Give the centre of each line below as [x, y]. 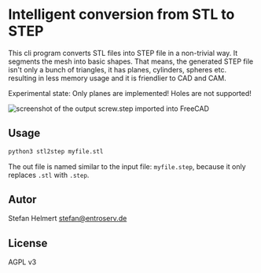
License [28, 243]
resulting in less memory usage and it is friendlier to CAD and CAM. [117, 78]
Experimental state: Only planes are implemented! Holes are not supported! [130, 93]
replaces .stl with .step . [49, 175]
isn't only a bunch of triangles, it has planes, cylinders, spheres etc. [117, 69]
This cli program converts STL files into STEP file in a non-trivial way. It [123, 53]
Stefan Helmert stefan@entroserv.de [68, 219]
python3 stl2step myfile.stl [56, 151]
